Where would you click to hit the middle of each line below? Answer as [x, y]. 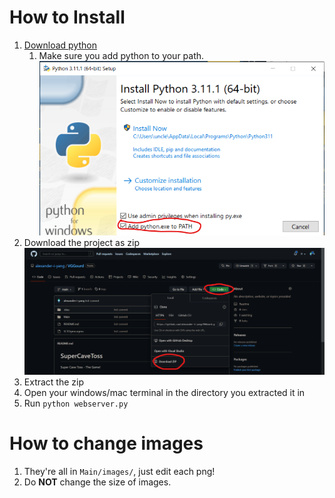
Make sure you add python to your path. [121, 55]
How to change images [106, 443]
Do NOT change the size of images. [97, 482]
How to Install [67, 17]
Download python [60, 45]
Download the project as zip [81, 242]
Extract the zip [54, 382]
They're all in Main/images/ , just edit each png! [119, 471]
